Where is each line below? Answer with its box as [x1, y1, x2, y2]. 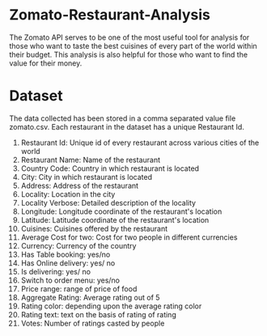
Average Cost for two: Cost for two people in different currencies [20, 232, 238, 242]
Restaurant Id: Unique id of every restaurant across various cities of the [20, 138, 260, 147]
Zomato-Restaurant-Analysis [9, 6, 211, 24]
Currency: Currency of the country [20, 240, 137, 250]
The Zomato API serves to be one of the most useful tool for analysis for [9, 32, 250, 42]
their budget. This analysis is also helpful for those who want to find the [9, 49, 248, 59]
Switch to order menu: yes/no [20, 275, 121, 285]
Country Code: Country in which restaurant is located [20, 164, 200, 173]
